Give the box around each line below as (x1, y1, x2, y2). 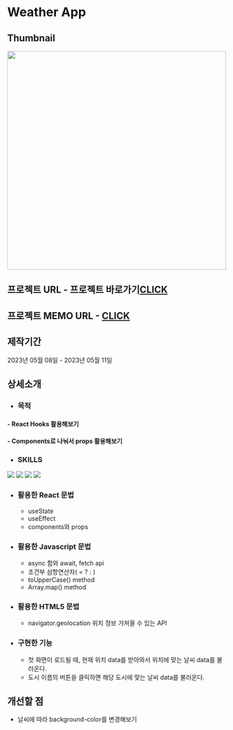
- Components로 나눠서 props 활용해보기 (7, 437, 122, 445)
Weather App (7, 4, 86, 20)
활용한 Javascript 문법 (17, 542, 91, 552)
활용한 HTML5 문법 (17, 601, 80, 611)
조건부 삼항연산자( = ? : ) (27, 568, 96, 576)
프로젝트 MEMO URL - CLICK (7, 309, 131, 322)
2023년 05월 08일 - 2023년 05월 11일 (7, 356, 113, 364)
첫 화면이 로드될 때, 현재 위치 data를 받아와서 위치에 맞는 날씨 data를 (27, 655, 216, 664)
